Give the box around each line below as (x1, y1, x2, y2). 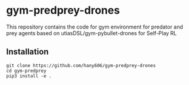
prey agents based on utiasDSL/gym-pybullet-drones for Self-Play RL (6, 29, 177, 36)
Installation (6, 47, 49, 57)
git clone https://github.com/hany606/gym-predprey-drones (6, 62, 156, 68)
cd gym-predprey (6, 68, 47, 74)
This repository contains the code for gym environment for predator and (6, 23, 184, 30)
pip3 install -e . (6, 73, 52, 79)
